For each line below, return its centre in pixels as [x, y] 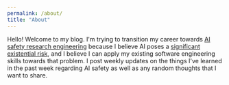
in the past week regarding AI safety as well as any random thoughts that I [112, 68]
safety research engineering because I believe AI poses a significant [104, 46]
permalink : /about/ [35, 13]
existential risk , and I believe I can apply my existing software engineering [111, 53]
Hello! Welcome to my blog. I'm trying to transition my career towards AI [109, 39]
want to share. [27, 75]
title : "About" [29, 20]
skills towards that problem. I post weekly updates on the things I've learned [114, 61]
